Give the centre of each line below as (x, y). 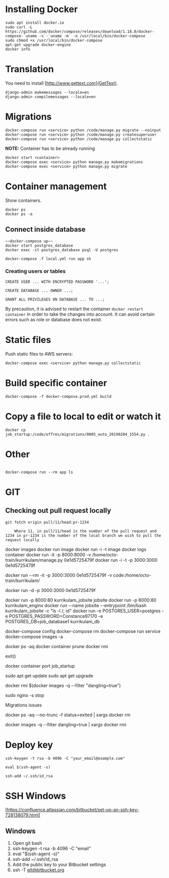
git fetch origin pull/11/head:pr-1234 (47, 522)
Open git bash (27, 843)
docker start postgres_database (39, 246)
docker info (18, 49)
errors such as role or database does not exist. (54, 319)
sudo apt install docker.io (35, 23)
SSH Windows (36, 796)
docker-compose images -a (34, 636)
